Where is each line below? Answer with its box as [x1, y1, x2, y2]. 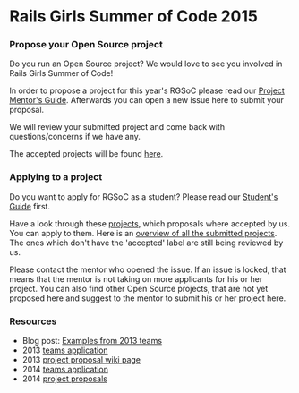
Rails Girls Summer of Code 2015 [9, 6, 258, 27]
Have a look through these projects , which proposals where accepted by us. [9, 218, 291, 229]
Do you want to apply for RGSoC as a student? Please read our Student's [9, 191, 278, 202]
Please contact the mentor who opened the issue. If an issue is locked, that [9, 264, 286, 275]
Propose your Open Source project [9, 38, 163, 51]
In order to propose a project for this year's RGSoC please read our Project [9, 85, 285, 96]
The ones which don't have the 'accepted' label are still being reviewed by [9, 237, 284, 248]
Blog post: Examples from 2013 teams [21, 336, 163, 346]
